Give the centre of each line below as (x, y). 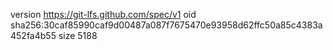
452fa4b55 (33, 35)
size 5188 (78, 35)
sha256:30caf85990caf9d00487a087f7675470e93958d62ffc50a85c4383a (166, 25)
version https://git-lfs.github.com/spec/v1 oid (103, 14)
